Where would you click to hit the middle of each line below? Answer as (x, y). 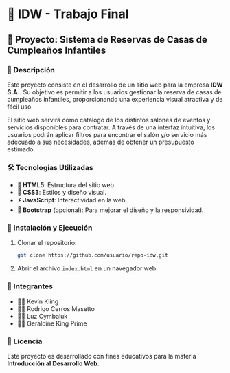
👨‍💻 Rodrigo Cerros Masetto (56, 308)
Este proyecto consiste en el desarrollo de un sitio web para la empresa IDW (115, 85)
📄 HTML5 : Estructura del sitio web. (66, 185)
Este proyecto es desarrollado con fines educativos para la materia (102, 356)
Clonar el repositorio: (47, 243)
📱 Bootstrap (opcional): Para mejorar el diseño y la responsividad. (110, 210)
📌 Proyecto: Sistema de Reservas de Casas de (107, 40)
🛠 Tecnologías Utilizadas (50, 167)
